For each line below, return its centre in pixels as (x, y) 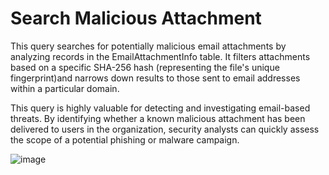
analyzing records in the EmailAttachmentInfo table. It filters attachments (160, 56)
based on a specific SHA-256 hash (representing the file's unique (145, 67)
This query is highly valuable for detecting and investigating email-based (160, 108)
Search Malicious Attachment (136, 18)
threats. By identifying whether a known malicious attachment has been (158, 118)
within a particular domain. (65, 88)
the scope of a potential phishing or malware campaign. (125, 139)
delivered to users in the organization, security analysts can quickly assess (165, 129)
